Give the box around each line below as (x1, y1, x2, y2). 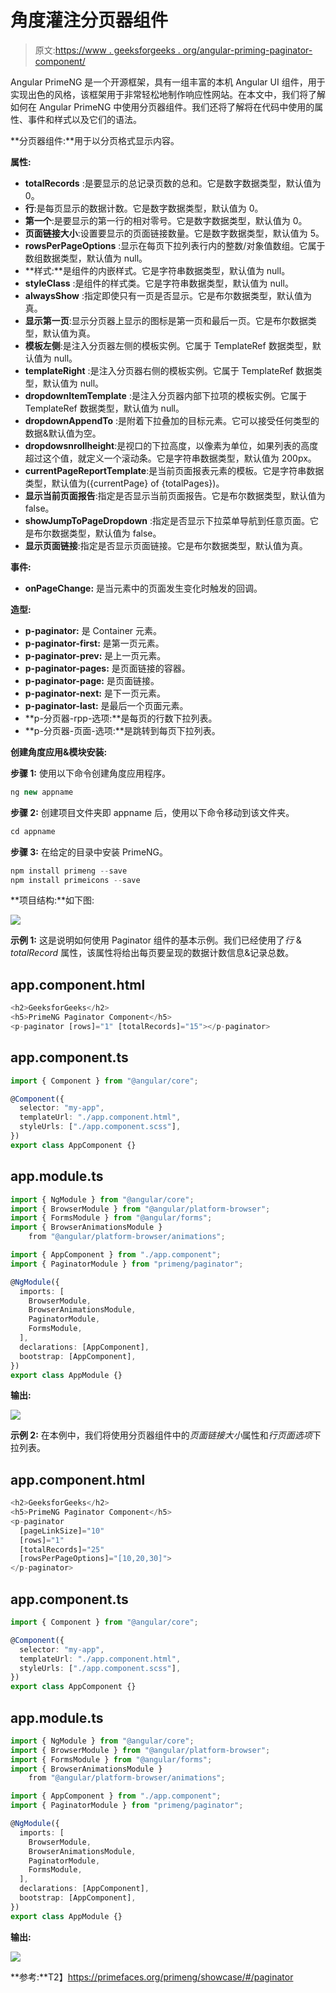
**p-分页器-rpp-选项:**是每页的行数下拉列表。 (24, 712, 218, 724)
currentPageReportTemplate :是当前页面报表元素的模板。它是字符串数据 (24, 464, 325, 476)
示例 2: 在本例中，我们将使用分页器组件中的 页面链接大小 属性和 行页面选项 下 (10, 1429, 322, 1441)
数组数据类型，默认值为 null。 (24, 252, 148, 264)
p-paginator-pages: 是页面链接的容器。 (24, 662, 191, 674)
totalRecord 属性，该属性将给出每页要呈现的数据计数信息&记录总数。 (10, 947, 295, 959)
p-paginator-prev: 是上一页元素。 (24, 649, 167, 661)
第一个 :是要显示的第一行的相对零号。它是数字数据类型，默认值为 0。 (24, 214, 308, 226)
